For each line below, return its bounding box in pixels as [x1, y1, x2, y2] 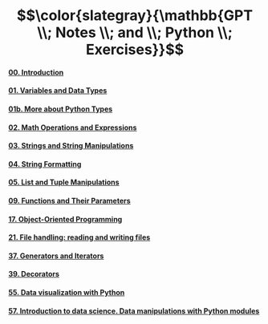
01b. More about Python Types [8, 103, 113, 114]
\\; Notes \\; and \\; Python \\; [37, 23, 233, 42]
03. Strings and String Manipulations [8, 141, 134, 151]
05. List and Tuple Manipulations [8, 177, 120, 187]
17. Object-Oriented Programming [8, 214, 123, 224]
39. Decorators [8, 269, 60, 279]
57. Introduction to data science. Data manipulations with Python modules [8, 306, 260, 315]
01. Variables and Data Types [8, 86, 108, 95]
